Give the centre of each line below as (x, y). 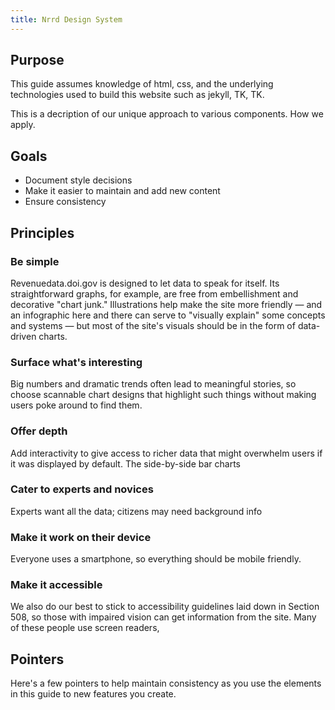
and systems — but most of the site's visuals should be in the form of (153, 325)
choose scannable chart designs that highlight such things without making (163, 395)
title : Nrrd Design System (66, 19)
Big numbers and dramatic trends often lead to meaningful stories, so (153, 384)
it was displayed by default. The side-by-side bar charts (125, 463)
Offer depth (39, 431)
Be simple (35, 261)
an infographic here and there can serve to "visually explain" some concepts (168, 315)
